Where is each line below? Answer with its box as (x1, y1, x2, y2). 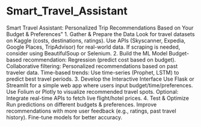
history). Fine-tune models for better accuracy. (6, 113, 122, 121)
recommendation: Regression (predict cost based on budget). (23, 56, 176, 63)
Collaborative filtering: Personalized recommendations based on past (6, 62, 178, 70)
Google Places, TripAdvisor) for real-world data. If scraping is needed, (6, 43, 181, 51)
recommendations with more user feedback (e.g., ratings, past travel (6, 107, 176, 114)
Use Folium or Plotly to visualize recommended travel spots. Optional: (6, 88, 179, 95)
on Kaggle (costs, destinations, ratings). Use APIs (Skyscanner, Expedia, (6, 37, 186, 44)
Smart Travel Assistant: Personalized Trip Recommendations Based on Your (6, 24, 194, 31)
